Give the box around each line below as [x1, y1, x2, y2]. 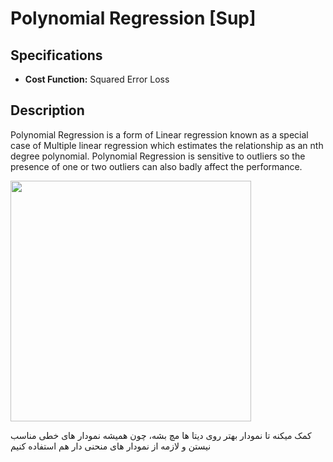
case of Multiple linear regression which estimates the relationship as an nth [10, 139, 324, 151]
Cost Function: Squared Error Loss [24, 73, 170, 85]
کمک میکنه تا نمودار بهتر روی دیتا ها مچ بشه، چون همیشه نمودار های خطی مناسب [10, 429, 312, 441]
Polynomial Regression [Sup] [10, 7, 257, 30]
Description [10, 102, 85, 119]
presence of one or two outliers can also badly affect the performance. [10, 160, 303, 172]
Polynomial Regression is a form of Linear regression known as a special [10, 128, 309, 141]
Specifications [10, 47, 103, 64]
